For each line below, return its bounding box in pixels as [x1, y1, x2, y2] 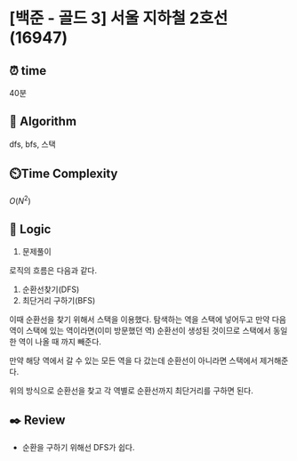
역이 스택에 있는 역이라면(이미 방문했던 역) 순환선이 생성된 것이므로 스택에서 [9, 326, 271, 336]
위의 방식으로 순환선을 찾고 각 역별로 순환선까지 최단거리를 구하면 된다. [9, 385, 253, 396]
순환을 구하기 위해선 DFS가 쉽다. [21, 441, 135, 452]
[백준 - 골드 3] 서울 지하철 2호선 [9, 8, 229, 28]
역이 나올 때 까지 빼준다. [18, 336, 102, 347]
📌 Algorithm [9, 114, 77, 129]
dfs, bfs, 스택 [9, 139, 56, 150]
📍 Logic [9, 222, 52, 237]
